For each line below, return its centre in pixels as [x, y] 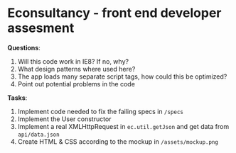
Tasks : [17, 98]
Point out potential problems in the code [76, 84]
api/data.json [38, 135]
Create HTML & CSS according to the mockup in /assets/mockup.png [118, 141]
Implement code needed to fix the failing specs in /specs [100, 111]
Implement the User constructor [64, 119]
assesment [41, 28]
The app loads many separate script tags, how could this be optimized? [122, 76]
